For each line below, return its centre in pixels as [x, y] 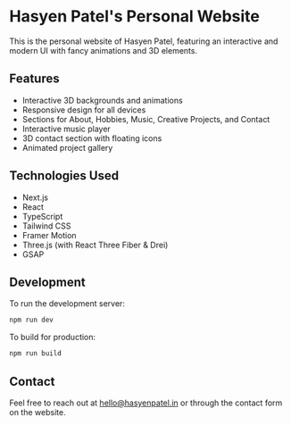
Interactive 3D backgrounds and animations [102, 100]
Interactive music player [67, 129]
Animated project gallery [67, 147]
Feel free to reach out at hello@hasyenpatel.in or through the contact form [146, 403]
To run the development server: [67, 304]
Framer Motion [50, 235]
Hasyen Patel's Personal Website [135, 17]
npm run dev [31, 320]
